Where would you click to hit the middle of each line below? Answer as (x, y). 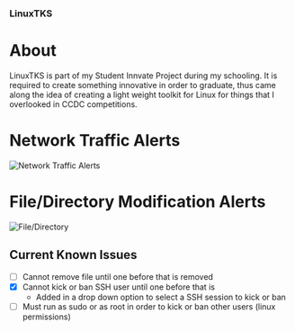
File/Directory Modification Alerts (138, 201)
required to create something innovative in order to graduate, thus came (143, 85)
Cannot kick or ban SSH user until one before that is (119, 287)
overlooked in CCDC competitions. (73, 104)
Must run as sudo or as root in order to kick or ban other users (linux (149, 306)
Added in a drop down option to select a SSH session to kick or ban (161, 297)
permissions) (47, 317)
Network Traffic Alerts (95, 141)
